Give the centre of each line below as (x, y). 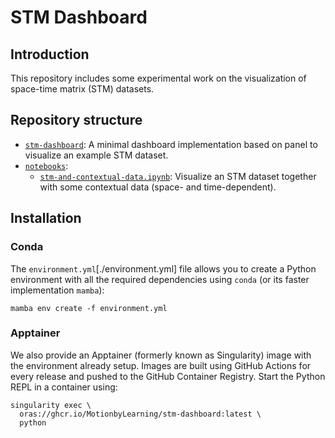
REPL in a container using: (64, 387)
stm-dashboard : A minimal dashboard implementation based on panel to (171, 144)
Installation (46, 218)
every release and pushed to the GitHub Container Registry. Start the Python (168, 376)
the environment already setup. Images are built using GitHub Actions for (161, 365)
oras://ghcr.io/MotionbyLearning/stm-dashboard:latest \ (140, 414)
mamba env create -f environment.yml (89, 308)
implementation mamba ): (57, 290)
